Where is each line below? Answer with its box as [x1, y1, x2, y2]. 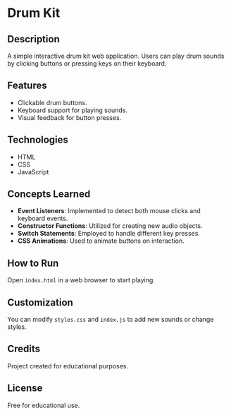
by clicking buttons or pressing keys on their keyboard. [7, 59, 167, 68]
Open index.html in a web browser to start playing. [7, 276, 155, 284]
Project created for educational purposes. [7, 361, 129, 370]
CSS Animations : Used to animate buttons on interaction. [17, 236, 185, 245]
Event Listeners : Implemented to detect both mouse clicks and [17, 207, 201, 215]
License [7, 383, 43, 395]
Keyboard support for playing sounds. [17, 106, 128, 114]
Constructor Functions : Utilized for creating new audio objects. [17, 222, 203, 230]
